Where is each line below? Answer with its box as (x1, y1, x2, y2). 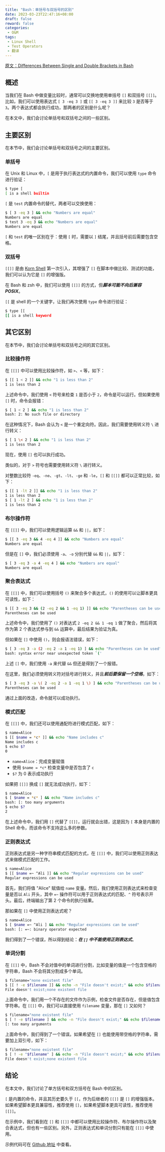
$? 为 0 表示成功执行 (12, 770, 54, 776)
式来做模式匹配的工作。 (5, 857, 53, 863)
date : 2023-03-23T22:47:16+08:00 (5, 12, 74, 17)
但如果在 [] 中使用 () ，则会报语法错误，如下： (5, 637, 100, 642)
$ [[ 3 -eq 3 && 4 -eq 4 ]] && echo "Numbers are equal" (5, 537, 124, 542)
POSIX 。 (5, 288, 23, 294)
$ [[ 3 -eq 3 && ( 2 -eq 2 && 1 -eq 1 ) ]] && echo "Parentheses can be (5, 606, 153, 611)
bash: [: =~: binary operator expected (5, 927, 87, 932)
